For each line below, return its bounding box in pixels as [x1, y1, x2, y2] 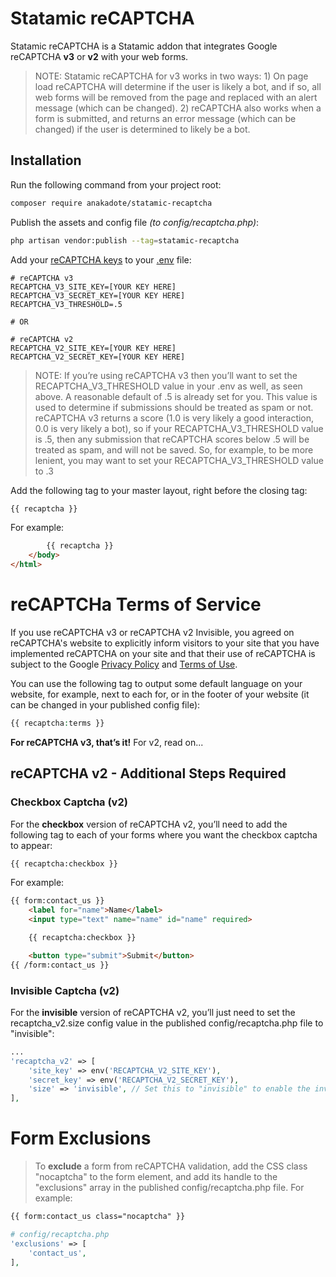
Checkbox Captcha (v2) [10, 795, 128, 809]
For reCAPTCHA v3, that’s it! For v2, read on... [10, 736, 204, 748]
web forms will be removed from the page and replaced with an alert [34, 91, 318, 103]
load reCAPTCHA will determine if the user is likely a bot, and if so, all [34, 80, 322, 92]
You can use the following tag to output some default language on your [10, 677, 303, 689]
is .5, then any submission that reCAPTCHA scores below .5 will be [34, 433, 310, 445]
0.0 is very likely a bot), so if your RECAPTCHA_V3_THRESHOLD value [34, 422, 324, 434]
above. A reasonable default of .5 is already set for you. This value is [34, 390, 318, 402]
